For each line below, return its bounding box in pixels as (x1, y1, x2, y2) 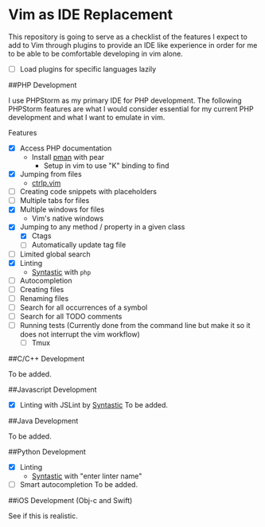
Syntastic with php (31, 267, 92, 276)
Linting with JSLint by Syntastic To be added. (19, 400, 169, 410)
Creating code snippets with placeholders (19, 187, 158, 197)
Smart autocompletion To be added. (19, 480, 138, 490)
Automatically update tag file (31, 240, 127, 250)
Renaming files (19, 293, 69, 303)
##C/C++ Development (8, 354, 85, 364)
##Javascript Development (8, 385, 97, 395)
